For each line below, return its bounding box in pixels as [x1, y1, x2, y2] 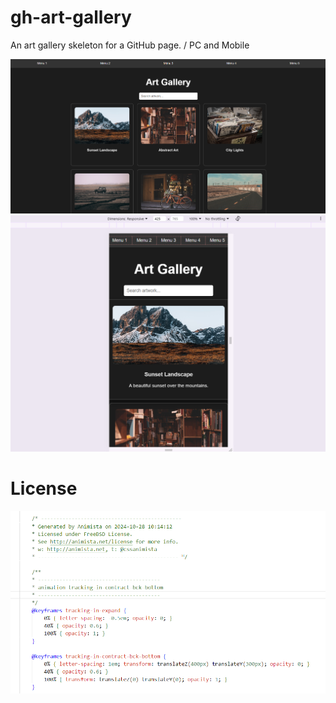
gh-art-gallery [10, 6, 132, 29]
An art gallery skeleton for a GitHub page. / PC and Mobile [10, 39, 250, 51]
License [10, 477, 78, 500]
